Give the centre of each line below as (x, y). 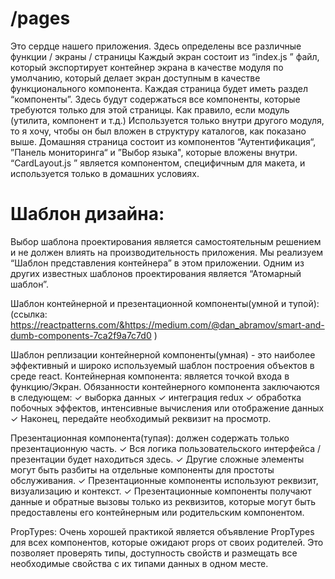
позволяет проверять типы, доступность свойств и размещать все (154, 553)
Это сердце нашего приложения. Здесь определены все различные (156, 46)
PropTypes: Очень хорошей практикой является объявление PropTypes (162, 531)
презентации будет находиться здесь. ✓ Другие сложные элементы (157, 459)
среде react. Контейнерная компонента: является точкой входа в (150, 376)
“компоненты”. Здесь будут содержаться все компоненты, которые (155, 99)
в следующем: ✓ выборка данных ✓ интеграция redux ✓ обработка (156, 397)
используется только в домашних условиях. (105, 173)
